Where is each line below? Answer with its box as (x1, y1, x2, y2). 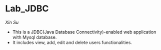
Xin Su (5, 19, 19, 25)
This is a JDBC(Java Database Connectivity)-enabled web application (12, 29, 156, 35)
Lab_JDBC (5, 3, 49, 14)
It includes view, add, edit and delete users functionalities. (12, 39, 132, 45)
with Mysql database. (12, 34, 57, 40)
